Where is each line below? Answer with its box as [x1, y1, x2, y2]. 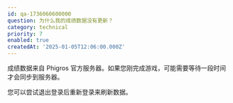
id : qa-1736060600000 [7, 10, 72, 18]
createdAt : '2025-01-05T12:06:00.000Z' [7, 43, 126, 50]
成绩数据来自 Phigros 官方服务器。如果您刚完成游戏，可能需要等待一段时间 [7, 64, 226, 72]
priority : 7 [7, 30, 43, 38]
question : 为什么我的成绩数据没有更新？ [7, 17, 114, 24]
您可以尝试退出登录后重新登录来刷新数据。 [7, 88, 132, 96]
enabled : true [7, 37, 50, 44]
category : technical [7, 23, 69, 31]
